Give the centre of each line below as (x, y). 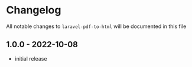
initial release (31, 58)
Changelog (34, 10)
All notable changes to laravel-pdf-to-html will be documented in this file (96, 26)
